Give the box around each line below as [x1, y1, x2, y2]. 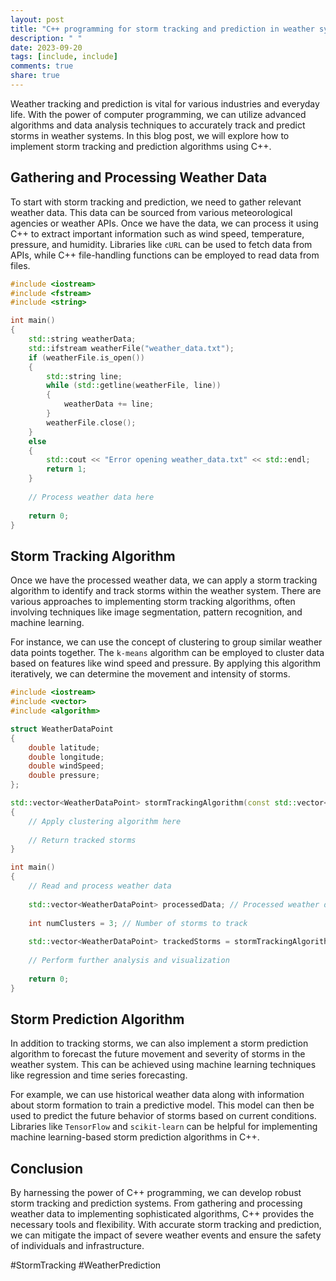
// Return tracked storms [28, 835, 137, 845]
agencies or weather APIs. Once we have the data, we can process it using [10, 217, 319, 229]
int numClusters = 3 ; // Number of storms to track [28, 918, 248, 928]
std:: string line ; [46, 371, 123, 381]
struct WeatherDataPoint [10, 724, 114, 734]
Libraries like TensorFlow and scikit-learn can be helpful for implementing [10, 1121, 318, 1133]
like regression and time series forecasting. [10, 1069, 188, 1081]
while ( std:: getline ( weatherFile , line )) [46, 381, 222, 391]
